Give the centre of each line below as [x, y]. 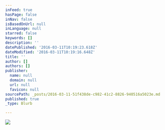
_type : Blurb [19, 104]
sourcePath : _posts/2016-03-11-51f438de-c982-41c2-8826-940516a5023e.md [83, 94]
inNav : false [19, 19]
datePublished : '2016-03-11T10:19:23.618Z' [51, 47]
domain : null [23, 80]
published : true [22, 99]
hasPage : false [21, 15]
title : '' [16, 57]
